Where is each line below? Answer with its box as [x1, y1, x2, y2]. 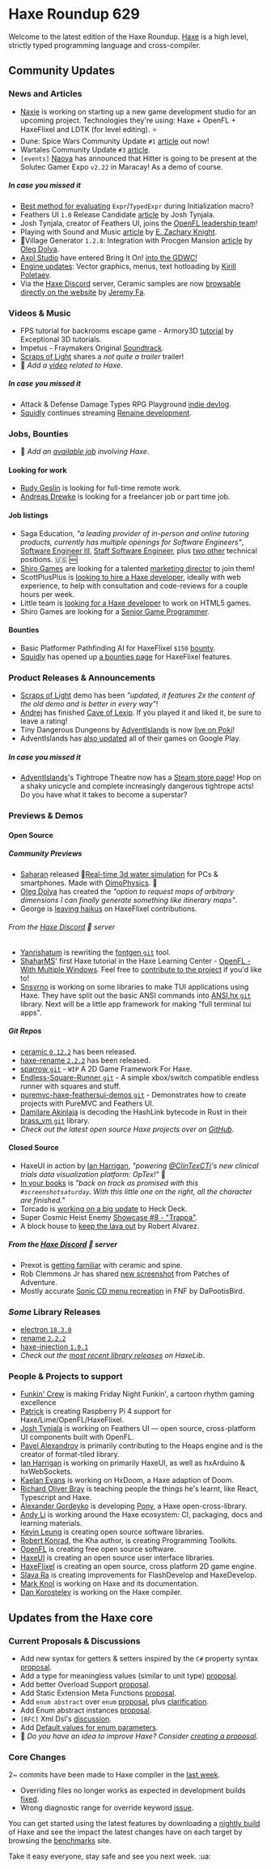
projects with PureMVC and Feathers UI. [19, 1098, 155, 1108]
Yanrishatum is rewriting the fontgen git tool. [19, 947, 171, 957]
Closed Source [8, 1143, 59, 1153]
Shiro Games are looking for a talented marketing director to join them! [19, 563, 256, 573]
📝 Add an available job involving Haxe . [19, 447, 150, 457]
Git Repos [8, 1026, 42, 1036]
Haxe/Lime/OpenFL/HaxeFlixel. [19, 1415, 125, 1424]
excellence [19, 1398, 57, 1407]
